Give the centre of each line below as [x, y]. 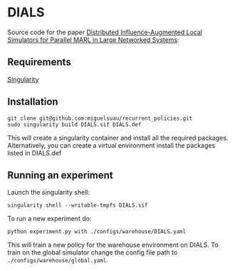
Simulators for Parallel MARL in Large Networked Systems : [93, 39]
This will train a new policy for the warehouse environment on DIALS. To [113, 245]
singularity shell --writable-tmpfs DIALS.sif [78, 205]
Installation [33, 102]
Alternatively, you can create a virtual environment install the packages [111, 145]
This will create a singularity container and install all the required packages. [118, 138]
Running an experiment [61, 175]
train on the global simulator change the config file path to [93, 252]
